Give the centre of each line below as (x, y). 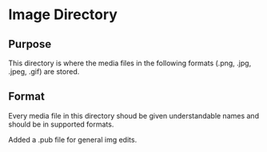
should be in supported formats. (61, 124)
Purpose (30, 44)
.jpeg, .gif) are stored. (44, 72)
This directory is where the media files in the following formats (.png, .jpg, (130, 63)
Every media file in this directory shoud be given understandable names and (134, 115)
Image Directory (63, 15)
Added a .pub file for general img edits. (73, 139)
